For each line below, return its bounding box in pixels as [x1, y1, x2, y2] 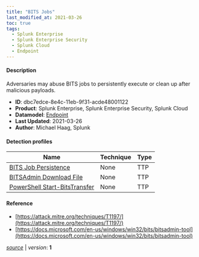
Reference [6, 200, 33, 207]
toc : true [6, 20, 31, 26]
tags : [6, 25, 20, 32]
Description [6, 67, 37, 74]
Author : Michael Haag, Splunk [14, 124, 90, 131]
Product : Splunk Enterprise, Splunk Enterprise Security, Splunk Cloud [14, 104, 188, 112]
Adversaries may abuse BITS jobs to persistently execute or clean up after [6, 80, 191, 87]
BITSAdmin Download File [9, 173, 83, 182]
